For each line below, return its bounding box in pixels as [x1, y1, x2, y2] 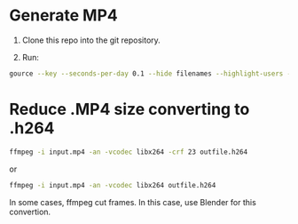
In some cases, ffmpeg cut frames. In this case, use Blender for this [9, 196, 257, 207]
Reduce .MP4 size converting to [9, 100, 250, 119]
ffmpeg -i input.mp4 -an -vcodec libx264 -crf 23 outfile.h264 [9, 148, 248, 156]
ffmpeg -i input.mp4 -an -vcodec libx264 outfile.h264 [9, 180, 216, 189]
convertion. [9, 206, 51, 217]
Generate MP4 [9, 5, 118, 26]
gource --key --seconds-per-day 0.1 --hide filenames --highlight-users [9, 68, 284, 78]
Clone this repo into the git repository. [21, 35, 161, 45]
